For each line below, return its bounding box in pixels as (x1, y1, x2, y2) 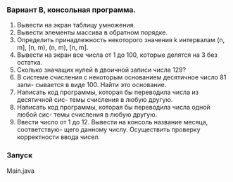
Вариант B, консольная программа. (6, 5, 137, 15)
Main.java (6, 167, 34, 175)
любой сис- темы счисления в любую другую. (16, 110, 158, 119)
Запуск (6, 150, 33, 160)
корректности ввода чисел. (16, 133, 100, 141)
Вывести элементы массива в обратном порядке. (16, 28, 168, 37)
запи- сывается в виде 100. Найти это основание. (16, 81, 167, 89)
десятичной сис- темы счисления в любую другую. (16, 96, 173, 104)
